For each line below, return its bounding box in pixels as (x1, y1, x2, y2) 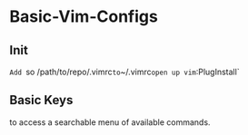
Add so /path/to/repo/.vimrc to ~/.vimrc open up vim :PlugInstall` (9, 66, 240, 77)
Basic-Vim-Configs (9, 6, 159, 27)
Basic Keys (9, 92, 74, 108)
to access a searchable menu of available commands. (9, 116, 211, 128)
